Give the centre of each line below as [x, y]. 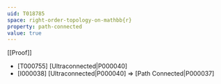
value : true [24, 33]
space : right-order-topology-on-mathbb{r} [69, 20]
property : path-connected [44, 26]
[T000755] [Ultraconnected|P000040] [72, 66]
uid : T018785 [26, 14]
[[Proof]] [20, 53]
